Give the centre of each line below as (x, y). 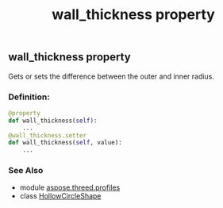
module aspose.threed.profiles (70, 187)
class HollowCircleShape (60, 196)
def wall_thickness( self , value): (65, 143)
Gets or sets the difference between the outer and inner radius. (111, 76)
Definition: (29, 97)
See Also (26, 171)
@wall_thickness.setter (48, 135)
